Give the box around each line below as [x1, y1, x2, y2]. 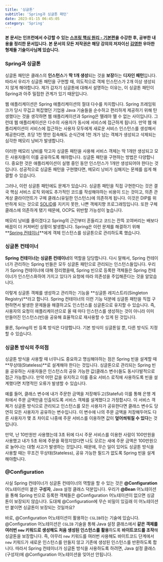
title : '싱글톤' [5, 7, 35, 12]
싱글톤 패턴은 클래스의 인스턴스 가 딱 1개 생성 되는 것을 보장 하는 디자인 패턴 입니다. [5, 72, 157, 78]
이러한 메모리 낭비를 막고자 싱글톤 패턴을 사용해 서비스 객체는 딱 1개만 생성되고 [5, 148, 153, 154]
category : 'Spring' [5, 20, 45, 26]
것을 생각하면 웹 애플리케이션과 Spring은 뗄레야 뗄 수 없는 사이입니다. [21, 113, 153, 119]
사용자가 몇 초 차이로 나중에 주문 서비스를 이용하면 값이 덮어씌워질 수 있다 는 [10, 415, 152, 421]
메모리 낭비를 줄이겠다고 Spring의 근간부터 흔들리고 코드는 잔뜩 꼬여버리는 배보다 [5, 218, 159, 223]
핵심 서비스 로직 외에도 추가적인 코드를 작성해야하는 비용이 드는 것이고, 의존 [10, 189, 153, 195]
